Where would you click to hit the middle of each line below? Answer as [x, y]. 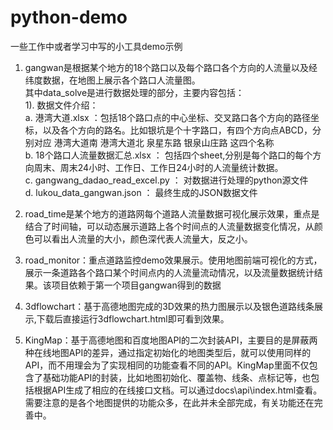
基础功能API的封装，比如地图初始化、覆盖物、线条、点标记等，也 [177, 377]
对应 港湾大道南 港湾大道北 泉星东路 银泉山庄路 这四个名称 [154, 142]
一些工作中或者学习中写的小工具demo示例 [96, 46]
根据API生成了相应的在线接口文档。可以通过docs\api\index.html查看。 [178, 390]
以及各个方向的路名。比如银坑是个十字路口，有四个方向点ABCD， [177, 130]
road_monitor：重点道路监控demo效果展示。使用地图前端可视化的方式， [173, 260]
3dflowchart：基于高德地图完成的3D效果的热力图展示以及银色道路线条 [169, 306]
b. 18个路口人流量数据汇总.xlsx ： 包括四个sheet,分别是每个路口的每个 [168, 155]
